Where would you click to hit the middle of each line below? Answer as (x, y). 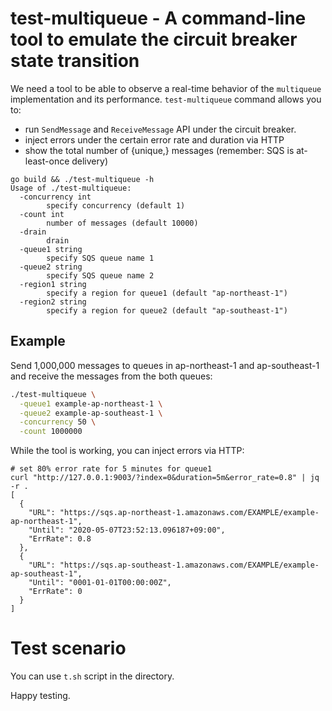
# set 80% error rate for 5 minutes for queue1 (111, 469)
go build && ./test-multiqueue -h (82, 179)
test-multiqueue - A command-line (158, 18)
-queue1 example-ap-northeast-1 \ (91, 403)
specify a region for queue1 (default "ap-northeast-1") (167, 293)
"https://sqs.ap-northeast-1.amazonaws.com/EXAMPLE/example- (189, 513)
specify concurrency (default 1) (116, 205)
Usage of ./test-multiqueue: (71, 188)
